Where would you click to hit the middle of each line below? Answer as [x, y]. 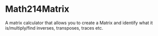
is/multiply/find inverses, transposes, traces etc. [54, 28]
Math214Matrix [37, 9]
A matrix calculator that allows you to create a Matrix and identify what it [79, 23]
